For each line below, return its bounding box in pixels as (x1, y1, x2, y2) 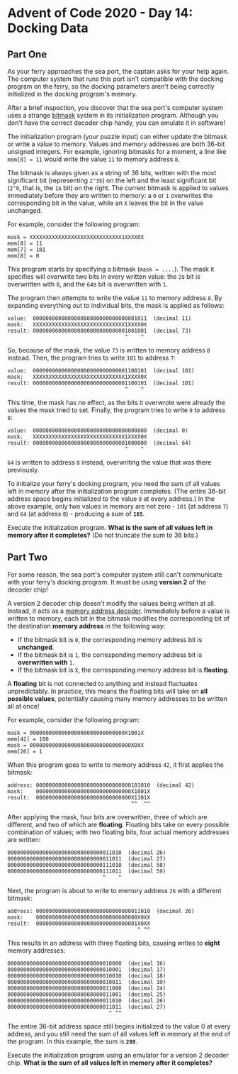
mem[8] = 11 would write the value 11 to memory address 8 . (7, 155, 181, 163)
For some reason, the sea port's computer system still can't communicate (7, 570, 222, 579)
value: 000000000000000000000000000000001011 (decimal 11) (7, 315, 192, 322)
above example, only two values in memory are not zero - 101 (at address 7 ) (7, 502, 229, 510)
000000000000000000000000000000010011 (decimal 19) (7, 978, 166, 985)
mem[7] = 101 (7, 246, 46, 253)
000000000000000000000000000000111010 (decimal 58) (7, 861, 166, 868)
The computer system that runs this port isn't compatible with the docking (7, 74, 224, 83)
